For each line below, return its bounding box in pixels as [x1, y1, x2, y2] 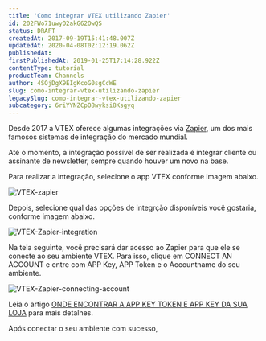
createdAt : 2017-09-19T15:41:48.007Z [8, 34, 135, 43]
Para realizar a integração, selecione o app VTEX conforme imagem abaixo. [8, 172, 259, 182]
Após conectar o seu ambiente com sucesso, [8, 323, 158, 334]
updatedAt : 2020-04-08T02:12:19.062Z [8, 42, 135, 50]
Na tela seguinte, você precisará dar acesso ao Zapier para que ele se [8, 243, 241, 253]
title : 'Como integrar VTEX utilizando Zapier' [8, 11, 171, 20]
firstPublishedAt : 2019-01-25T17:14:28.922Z [8, 57, 160, 65]
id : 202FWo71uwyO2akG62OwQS [8, 19, 103, 27]
